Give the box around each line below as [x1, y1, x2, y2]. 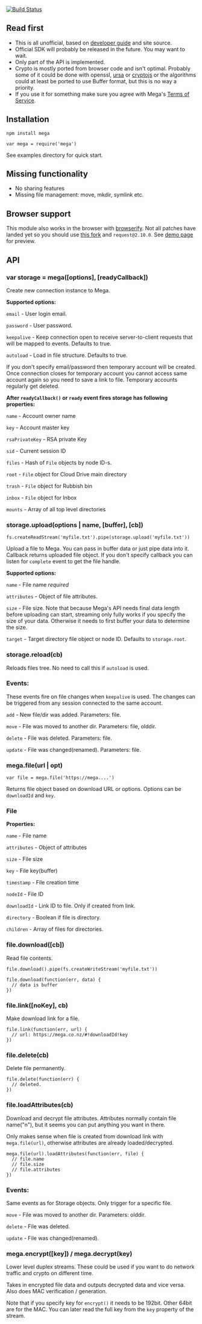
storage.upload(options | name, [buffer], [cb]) [6, 520, 144, 529]
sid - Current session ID [6, 447, 66, 455]
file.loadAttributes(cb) [6, 1101, 74, 1109]
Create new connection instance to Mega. [6, 286, 110, 294]
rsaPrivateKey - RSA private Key [6, 435, 87, 443]
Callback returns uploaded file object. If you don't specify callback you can [6, 552, 193, 559]
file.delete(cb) [6, 1051, 49, 1059]
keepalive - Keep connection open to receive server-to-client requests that [6, 333, 193, 341]
